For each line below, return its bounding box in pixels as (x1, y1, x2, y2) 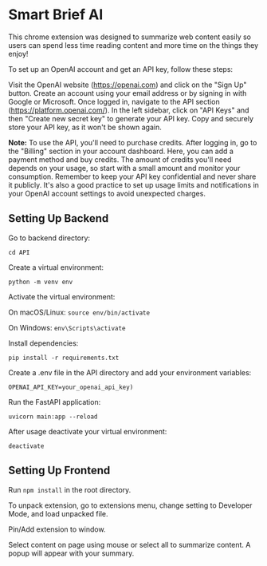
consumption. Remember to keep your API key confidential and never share (8, 172, 257, 181)
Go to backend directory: (8, 233, 90, 243)
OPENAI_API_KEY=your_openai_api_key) (8, 383, 134, 391)
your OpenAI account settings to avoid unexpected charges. (8, 188, 206, 198)
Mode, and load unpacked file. (8, 509, 108, 518)
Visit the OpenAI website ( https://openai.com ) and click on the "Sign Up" (8, 80, 247, 89)
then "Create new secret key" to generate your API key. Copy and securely (8, 113, 253, 123)
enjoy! (8, 49, 29, 58)
